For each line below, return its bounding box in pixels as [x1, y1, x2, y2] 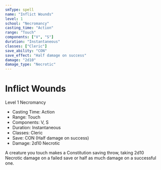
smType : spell [5, 7, 34, 12]
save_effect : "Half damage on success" [5, 53, 87, 58]
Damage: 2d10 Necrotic [12, 141, 60, 146]
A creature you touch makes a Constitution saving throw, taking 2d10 [5, 150, 144, 156]
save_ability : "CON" [5, 48, 48, 53]
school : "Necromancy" [5, 21, 50, 26]
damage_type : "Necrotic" [5, 62, 56, 67]
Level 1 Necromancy [5, 99, 46, 106]
